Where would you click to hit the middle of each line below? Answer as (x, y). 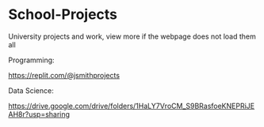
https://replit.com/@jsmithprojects (64, 75)
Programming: (31, 60)
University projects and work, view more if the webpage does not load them (132, 36)
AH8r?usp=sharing (39, 114)
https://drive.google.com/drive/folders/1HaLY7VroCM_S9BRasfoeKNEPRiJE (132, 106)
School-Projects (63, 15)
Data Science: (31, 90)
